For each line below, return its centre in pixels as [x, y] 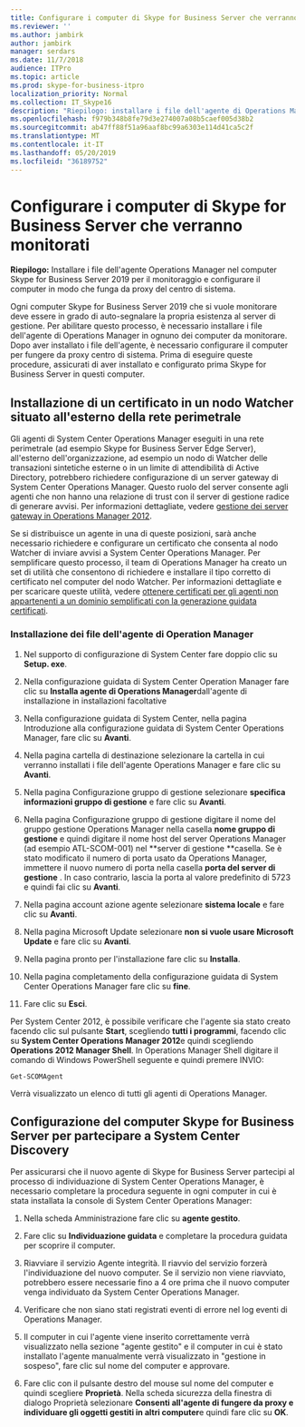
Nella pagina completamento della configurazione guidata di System [151, 976]
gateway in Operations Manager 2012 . [81, 516]
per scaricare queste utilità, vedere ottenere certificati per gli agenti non [144, 592]
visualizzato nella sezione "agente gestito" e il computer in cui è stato [153, 1347]
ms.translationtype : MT [55, 136]
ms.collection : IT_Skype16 [61, 102]
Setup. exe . [45, 664]
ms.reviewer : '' [41, 26]
